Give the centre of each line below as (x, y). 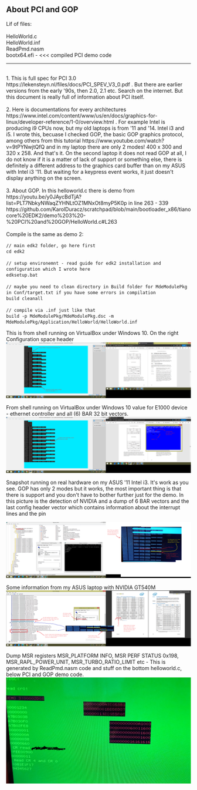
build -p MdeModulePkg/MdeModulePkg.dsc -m (60, 316)
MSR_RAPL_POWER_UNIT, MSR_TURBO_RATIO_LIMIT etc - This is (86, 662)
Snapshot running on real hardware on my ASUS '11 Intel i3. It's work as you (97, 482)
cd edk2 (16, 251)
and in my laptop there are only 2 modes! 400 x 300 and (114, 147)
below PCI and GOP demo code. (45, 674)
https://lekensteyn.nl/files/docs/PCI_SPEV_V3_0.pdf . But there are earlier (94, 84)
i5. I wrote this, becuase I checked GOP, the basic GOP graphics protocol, (95, 134)
